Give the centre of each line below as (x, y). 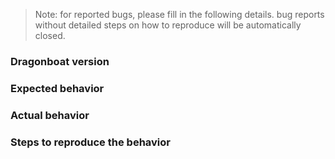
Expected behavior (57, 88)
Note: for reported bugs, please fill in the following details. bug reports (179, 14)
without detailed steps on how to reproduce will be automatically (168, 25)
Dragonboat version (60, 61)
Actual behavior (50, 115)
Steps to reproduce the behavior (90, 142)
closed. (50, 35)
